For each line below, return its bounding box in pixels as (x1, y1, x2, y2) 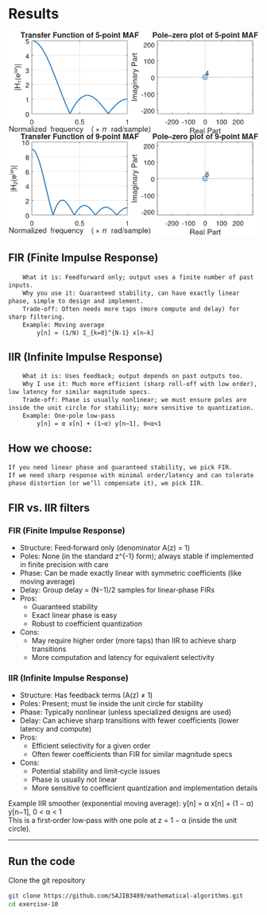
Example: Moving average (22, 321, 105, 329)
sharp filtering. (8, 313, 66, 321)
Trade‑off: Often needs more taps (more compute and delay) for (22, 305, 240, 313)
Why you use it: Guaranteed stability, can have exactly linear (22, 289, 240, 297)
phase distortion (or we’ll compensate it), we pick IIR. (8, 480, 204, 488)
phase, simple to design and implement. (8, 297, 145, 305)
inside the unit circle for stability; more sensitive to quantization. (8, 404, 254, 412)
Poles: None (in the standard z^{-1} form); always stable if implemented (19, 551, 254, 561)
